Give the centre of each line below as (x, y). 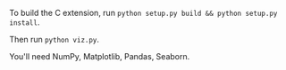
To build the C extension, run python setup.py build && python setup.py (143, 13)
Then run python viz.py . (55, 39)
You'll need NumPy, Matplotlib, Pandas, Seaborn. (100, 56)
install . (25, 22)
